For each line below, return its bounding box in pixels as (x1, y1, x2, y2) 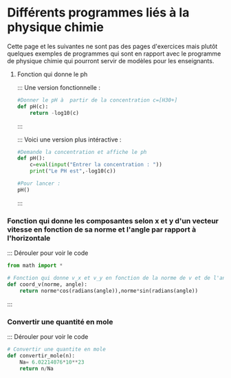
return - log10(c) (30, 109, 80, 116)
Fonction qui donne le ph (16, 70, 88, 78)
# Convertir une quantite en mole (7, 346, 107, 353)
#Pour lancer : (16, 180, 61, 187)
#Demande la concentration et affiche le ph (16, 148, 147, 155)
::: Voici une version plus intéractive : (16, 135, 122, 144)
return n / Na (19, 365, 54, 372)
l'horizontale (7, 233, 51, 243)
